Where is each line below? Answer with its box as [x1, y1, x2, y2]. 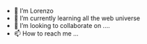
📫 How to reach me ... [13, 29, 79, 38]
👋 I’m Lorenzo [13, 7, 54, 15]
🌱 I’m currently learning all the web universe [13, 14, 141, 22]
